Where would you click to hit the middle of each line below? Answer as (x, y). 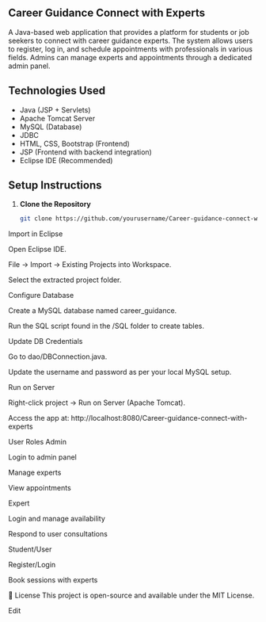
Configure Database (41, 296)
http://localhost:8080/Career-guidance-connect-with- (159, 418)
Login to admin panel (42, 457)
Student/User (30, 549)
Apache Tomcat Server (57, 118)
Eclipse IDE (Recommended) (66, 160)
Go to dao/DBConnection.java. (58, 357)
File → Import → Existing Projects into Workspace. (90, 265)
